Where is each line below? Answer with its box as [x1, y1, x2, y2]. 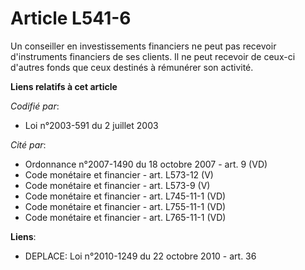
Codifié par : [10, 100, 60, 112]
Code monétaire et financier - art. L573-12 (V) [24, 168, 214, 181]
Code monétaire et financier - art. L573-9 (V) [24, 179, 211, 191]
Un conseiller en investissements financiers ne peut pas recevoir [10, 40, 277, 52]
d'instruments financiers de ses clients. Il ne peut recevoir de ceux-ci [10, 50, 296, 62]
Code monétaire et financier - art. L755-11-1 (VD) [24, 200, 227, 212]
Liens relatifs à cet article [10, 80, 118, 92]
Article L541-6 [10, 7, 132, 30]
